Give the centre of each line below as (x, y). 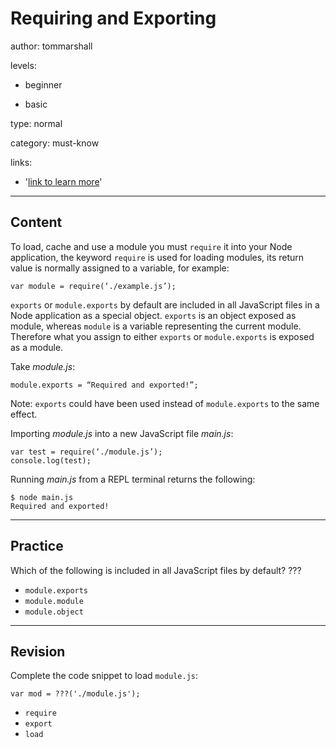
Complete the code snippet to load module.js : (104, 676)
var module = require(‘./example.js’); (93, 286)
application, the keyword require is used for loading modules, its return (157, 257)
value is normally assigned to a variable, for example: (120, 268)
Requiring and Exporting (113, 18)
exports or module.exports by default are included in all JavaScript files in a (165, 304)
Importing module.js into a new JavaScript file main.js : (122, 433)
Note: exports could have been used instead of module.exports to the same (165, 403)
